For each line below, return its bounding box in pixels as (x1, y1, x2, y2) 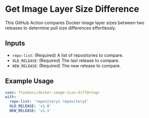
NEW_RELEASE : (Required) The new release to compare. (12, 62, 121, 68)
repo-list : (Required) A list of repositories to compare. (12, 52, 124, 58)
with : (5, 94, 16, 99)
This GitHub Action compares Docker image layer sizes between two (5, 20, 145, 26)
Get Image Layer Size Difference (5, 3, 139, 15)
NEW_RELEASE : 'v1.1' (9, 108, 52, 114)
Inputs (5, 39, 26, 48)
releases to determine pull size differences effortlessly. (5, 25, 117, 30)
